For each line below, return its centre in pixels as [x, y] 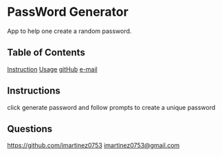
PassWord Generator [68, 12]
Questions [30, 129]
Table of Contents [46, 53]
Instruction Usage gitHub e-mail [52, 69]
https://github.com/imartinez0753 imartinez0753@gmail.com [93, 146]
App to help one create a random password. [69, 31]
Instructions [34, 91]
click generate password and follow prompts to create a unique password [111, 107]
